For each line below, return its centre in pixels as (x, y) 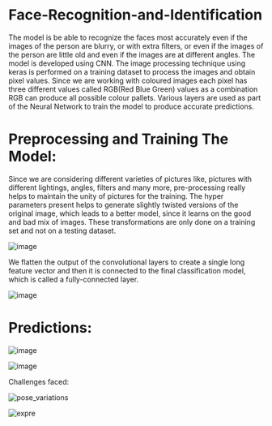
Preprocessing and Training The (119, 139)
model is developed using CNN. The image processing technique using (127, 63)
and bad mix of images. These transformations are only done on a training (132, 222)
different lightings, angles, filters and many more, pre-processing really (127, 187)
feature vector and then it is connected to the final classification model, (127, 270)
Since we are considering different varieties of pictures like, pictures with (130, 179)
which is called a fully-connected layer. (74, 279)
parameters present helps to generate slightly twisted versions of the (123, 204)
